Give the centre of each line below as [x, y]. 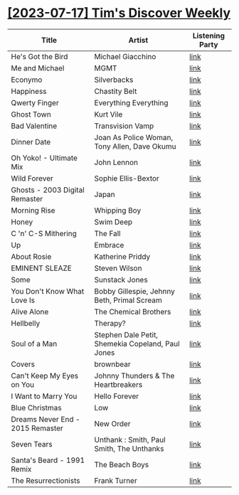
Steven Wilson [118, 268]
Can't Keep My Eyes [45, 376]
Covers [23, 364]
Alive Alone [30, 312]
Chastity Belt [116, 91]
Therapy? [110, 323]
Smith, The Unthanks [129, 448]
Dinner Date [31, 142]
